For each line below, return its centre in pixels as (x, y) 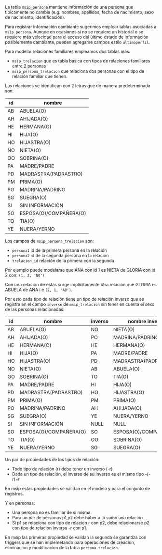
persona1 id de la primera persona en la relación (59, 250)
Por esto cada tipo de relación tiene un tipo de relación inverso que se (74, 299)
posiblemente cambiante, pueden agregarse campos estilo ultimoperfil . (78, 42)
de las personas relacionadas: (35, 309)
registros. (14, 494)
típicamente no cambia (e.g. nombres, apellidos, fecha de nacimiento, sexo (80, 12)
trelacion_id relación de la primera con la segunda (63, 261)
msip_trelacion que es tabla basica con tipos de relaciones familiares (81, 61)
